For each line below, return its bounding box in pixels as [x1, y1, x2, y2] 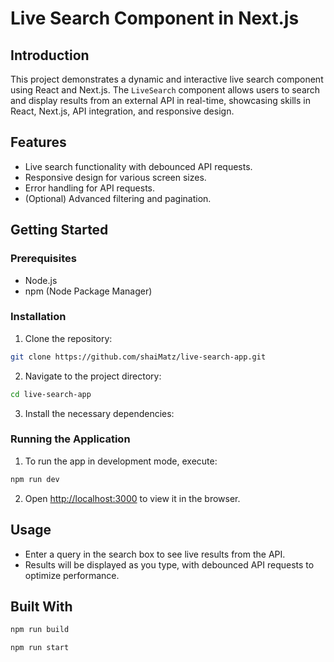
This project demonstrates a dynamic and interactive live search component [10, 73, 324, 85]
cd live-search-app [10, 389, 92, 399]
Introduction [10, 47, 90, 64]
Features [10, 134, 67, 151]
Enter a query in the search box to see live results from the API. [24, 548, 286, 560]
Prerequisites [10, 252, 77, 266]
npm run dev [10, 474, 60, 484]
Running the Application [10, 432, 131, 446]
